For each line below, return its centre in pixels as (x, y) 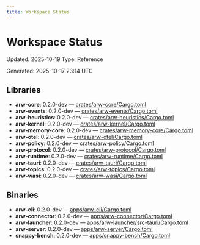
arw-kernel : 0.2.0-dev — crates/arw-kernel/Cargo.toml (85, 124)
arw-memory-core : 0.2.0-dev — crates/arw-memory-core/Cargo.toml (104, 130)
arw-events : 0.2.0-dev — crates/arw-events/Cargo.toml (86, 111)
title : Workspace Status (38, 12)
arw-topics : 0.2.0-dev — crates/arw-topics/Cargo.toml (85, 169)
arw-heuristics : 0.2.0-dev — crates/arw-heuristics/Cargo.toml (94, 118)
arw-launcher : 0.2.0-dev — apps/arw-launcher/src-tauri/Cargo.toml (102, 222)
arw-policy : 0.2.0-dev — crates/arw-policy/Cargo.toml (84, 143)
